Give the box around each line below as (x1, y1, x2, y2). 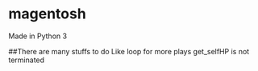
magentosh (8, 5, 86, 23)
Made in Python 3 (8, 31, 67, 41)
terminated (8, 55, 45, 65)
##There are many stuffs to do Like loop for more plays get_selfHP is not (8, 46, 250, 56)
